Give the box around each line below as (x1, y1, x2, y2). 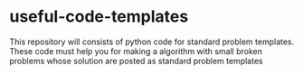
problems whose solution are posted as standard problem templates (9, 55, 264, 66)
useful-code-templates (9, 6, 189, 27)
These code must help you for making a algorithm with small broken (9, 45, 262, 56)
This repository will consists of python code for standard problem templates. (9, 36, 295, 47)
